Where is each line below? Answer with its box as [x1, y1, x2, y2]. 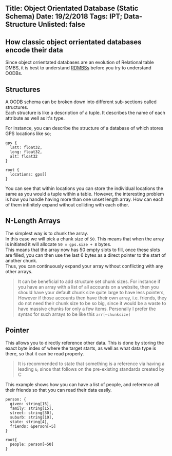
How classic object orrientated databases [5, 37, 142, 46]
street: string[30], [10, 410, 54, 415]
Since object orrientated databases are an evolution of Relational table [5, 59, 154, 66]
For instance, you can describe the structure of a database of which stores [5, 125, 163, 131]
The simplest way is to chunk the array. [5, 230, 88, 236]
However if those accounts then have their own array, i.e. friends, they [17, 295, 167, 301]
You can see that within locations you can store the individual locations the [5, 185, 163, 192]
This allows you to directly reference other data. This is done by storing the [5, 339, 164, 346]
